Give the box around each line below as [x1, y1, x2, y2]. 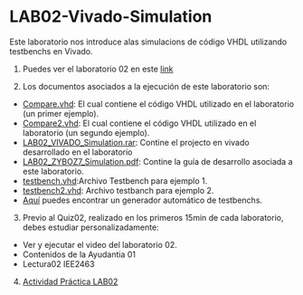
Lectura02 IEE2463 [22, 258, 95, 269]
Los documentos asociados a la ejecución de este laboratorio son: [22, 81, 270, 91]
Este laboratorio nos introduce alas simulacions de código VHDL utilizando [9, 36, 288, 47]
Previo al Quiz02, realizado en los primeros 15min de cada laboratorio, [22, 212, 284, 223]
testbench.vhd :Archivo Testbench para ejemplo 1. [22, 175, 208, 186]
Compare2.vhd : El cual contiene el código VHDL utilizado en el [22, 118, 257, 128]
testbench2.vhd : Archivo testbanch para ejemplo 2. [22, 185, 214, 195]
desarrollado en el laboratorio [22, 147, 133, 157]
